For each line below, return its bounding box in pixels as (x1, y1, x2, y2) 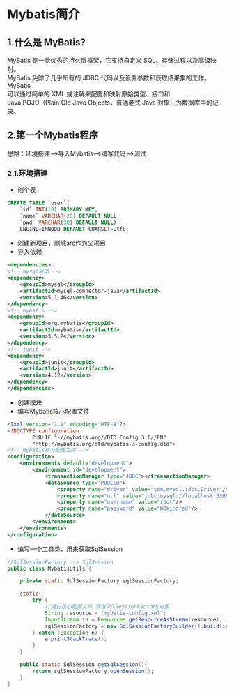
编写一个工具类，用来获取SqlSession (17, 545, 123, 553)
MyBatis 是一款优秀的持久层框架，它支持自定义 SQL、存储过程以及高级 (7, 56, 211, 64)
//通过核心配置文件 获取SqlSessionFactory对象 (44, 603, 169, 610)
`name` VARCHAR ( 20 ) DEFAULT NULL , (19, 212, 120, 220)
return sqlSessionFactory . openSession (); (32, 667, 155, 674)
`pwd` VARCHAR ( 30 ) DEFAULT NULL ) (19, 219, 117, 226)
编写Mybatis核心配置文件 (17, 407, 90, 415)
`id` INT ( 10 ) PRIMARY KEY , (19, 206, 98, 213)
